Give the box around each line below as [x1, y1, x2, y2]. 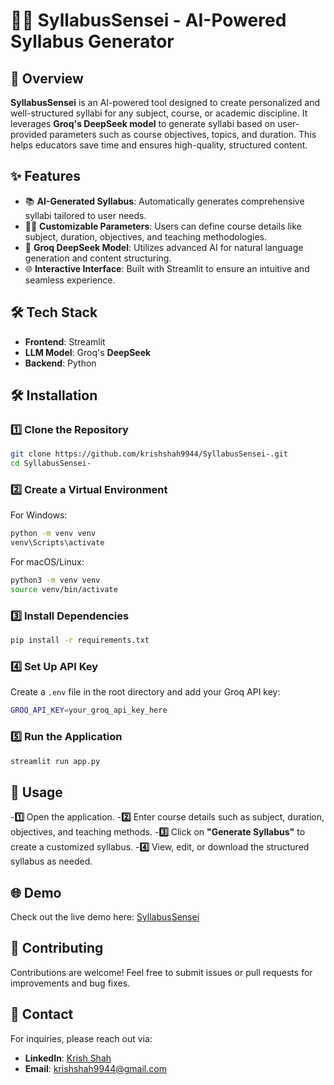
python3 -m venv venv [10, 575, 101, 586]
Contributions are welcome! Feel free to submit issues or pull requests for [10, 966, 313, 978]
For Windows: [10, 509, 68, 521]
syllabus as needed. [10, 855, 93, 868]
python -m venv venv [10, 529, 97, 539]
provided [10, 129, 48, 140]
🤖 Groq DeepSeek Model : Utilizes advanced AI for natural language [24, 241, 304, 253]
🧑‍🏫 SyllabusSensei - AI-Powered [10, 9, 287, 32]
